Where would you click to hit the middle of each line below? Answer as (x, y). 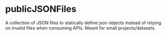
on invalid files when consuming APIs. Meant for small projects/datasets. (80, 28)
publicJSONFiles (41, 9)
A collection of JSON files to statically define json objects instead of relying (83, 23)
